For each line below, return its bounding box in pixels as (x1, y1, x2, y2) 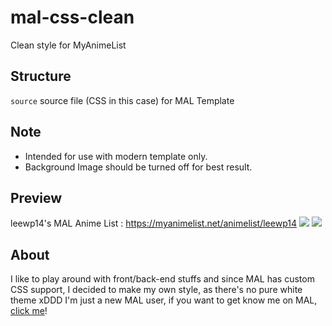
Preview (10, 189, 63, 206)
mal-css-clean (10, 6, 135, 29)
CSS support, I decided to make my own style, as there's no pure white (10, 284, 303, 296)
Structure (10, 68, 72, 85)
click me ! (10, 305, 48, 317)
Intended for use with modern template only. (24, 150, 208, 162)
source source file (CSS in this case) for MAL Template (10, 94, 235, 106)
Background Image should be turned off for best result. (24, 161, 253, 173)
